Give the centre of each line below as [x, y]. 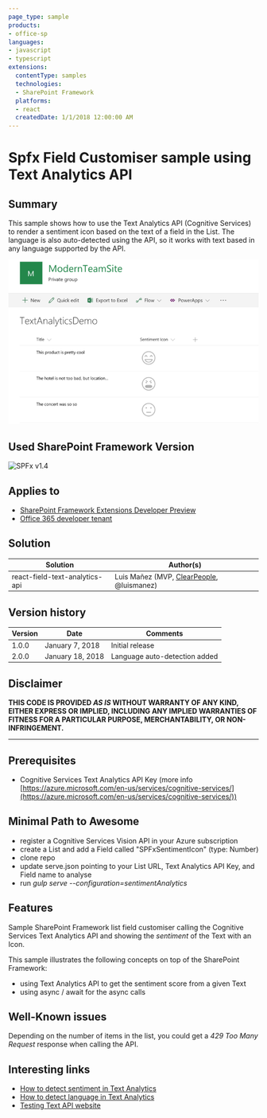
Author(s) [185, 565]
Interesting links [49, 1069]
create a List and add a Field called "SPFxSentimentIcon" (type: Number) [139, 849]
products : [25, 25]
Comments [164, 633]
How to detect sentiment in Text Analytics [88, 1089]
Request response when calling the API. [74, 1044]
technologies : [39, 84]
